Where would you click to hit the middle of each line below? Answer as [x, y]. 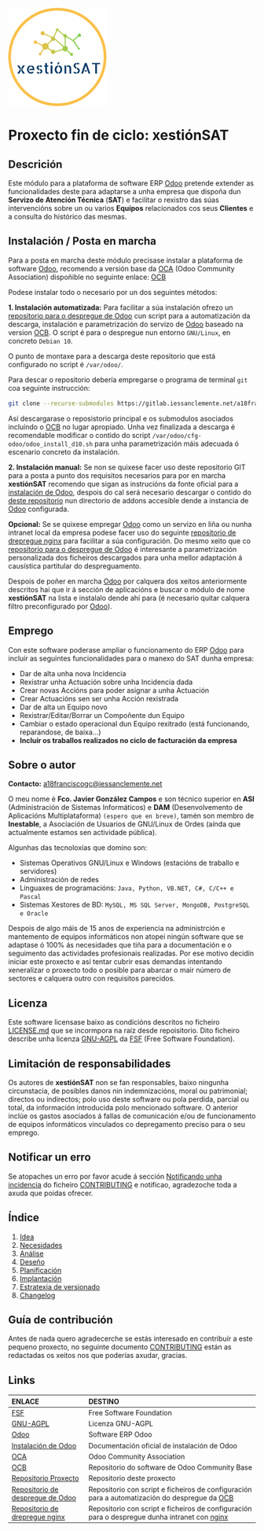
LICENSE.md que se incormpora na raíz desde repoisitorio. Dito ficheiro [124, 1031]
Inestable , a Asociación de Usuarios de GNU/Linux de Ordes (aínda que [125, 824]
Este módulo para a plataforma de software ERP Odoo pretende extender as [131, 183]
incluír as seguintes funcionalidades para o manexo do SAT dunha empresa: [131, 658]
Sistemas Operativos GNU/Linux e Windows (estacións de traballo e [129, 863]
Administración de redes [59, 880]
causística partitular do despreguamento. [75, 565]
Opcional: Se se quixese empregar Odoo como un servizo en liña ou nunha [130, 524]
